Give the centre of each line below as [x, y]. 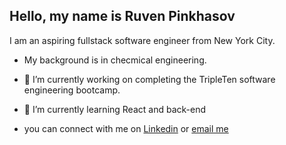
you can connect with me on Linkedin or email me [126, 128]
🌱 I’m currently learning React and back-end [115, 109]
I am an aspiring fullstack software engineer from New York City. [142, 40]
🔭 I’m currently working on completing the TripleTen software [149, 79]
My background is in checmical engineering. [115, 60]
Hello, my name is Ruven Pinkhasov [122, 16]
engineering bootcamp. [72, 90]
